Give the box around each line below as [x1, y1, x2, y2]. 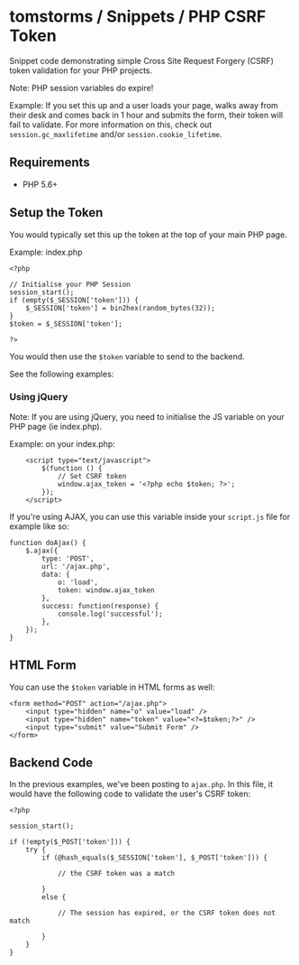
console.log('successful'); [57, 609, 164, 618]
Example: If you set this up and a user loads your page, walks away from [9, 99, 279, 110]
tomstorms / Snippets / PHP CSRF [9, 6, 267, 27]
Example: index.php [9, 246, 83, 257]
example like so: [9, 521, 69, 532]
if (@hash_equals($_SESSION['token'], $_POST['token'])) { [41, 853, 268, 863]
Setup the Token [9, 205, 104, 220]
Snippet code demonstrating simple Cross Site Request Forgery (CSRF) [9, 55, 275, 66]
